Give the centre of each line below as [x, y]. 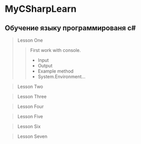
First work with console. [55, 50]
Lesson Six [29, 126]
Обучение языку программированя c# [70, 28]
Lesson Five [30, 116]
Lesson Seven [32, 136]
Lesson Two [30, 86]
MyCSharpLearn [41, 9]
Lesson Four [31, 106]
